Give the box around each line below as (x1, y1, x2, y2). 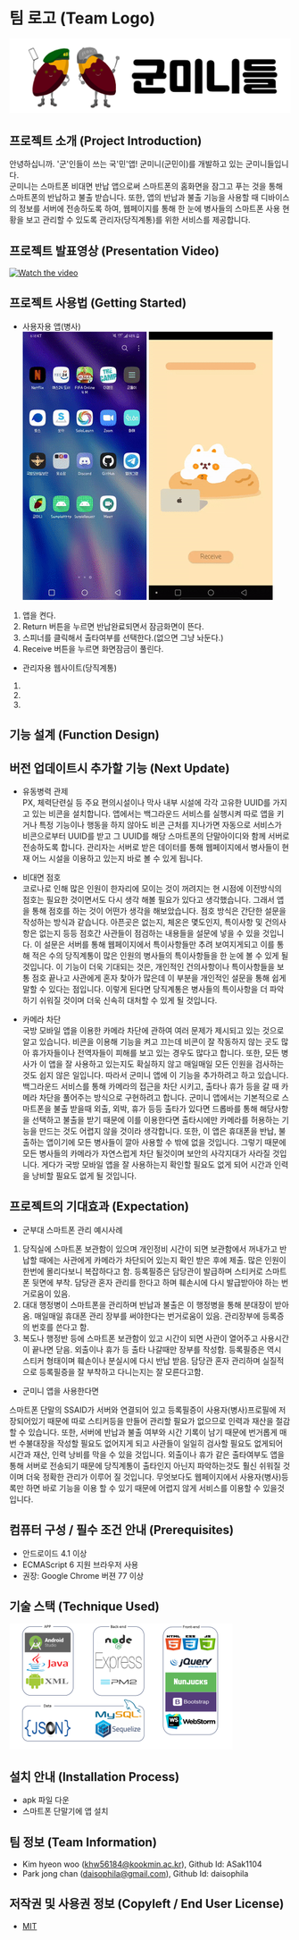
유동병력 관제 (21, 786, 69, 797)
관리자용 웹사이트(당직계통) (21, 662, 118, 673)
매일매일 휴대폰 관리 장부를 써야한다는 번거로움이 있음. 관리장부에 (34, 1311, 261, 1321)
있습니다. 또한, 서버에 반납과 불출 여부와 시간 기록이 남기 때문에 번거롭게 (28, 1427, 278, 1438)
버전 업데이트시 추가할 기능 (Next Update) (9, 761, 230, 776)
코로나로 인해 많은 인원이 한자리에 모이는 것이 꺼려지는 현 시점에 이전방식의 (21, 882, 283, 894)
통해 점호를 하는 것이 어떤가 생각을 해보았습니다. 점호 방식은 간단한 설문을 (31, 905, 287, 916)
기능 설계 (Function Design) (9, 728, 160, 743)
